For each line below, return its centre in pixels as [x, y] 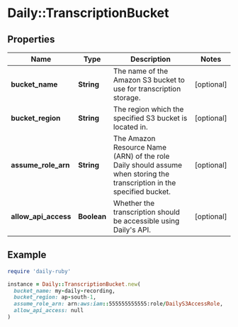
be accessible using [146, 221]
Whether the [134, 203]
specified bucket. [142, 192]
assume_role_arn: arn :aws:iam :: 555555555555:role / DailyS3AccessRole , [118, 304]
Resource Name [140, 147]
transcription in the [144, 183]
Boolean [92, 216]
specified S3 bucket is [150, 118]
